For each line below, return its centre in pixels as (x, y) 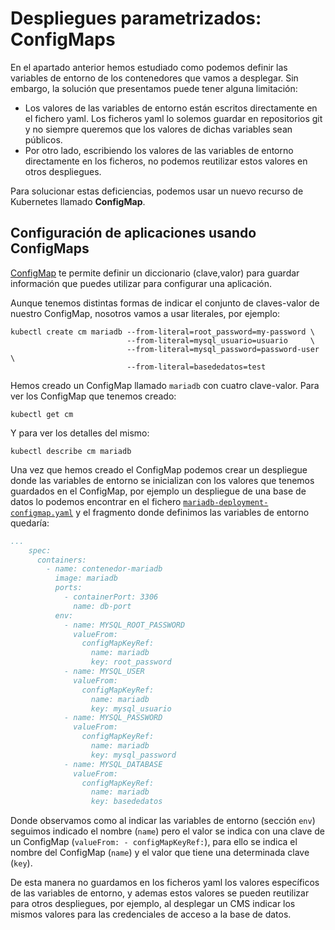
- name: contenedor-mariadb (104, 569)
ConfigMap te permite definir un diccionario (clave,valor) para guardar (155, 273)
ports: (68, 588)
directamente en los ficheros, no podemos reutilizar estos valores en (166, 161)
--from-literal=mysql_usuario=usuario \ (220, 340)
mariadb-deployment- (226, 502)
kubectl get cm (42, 414)
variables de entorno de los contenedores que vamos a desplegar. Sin (154, 78)
